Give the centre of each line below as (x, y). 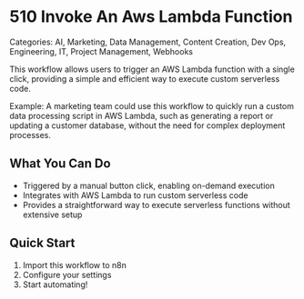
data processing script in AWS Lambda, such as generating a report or (142, 115)
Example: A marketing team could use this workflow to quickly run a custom (152, 105)
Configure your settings (67, 274)
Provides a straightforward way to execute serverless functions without (157, 204)
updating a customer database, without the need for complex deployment (147, 125)
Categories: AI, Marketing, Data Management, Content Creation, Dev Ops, (148, 42)
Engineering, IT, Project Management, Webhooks (101, 51)
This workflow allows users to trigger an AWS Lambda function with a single (152, 69)
